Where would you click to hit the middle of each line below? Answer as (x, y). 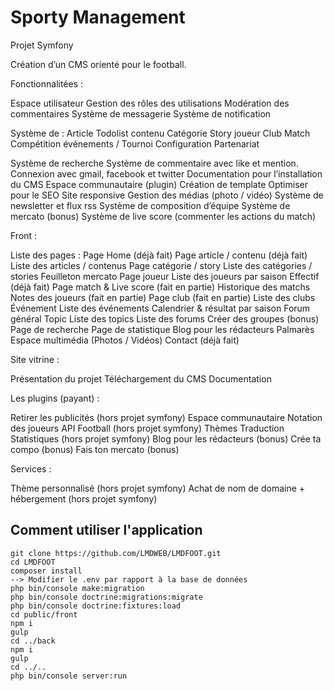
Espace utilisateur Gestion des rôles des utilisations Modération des (150, 103)
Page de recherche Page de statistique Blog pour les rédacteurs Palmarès (162, 329)
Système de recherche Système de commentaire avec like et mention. (154, 163)
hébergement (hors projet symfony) (84, 498)
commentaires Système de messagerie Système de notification (141, 113)
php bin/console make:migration (77, 588)
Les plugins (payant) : (55, 398)
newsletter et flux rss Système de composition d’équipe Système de (150, 205)
